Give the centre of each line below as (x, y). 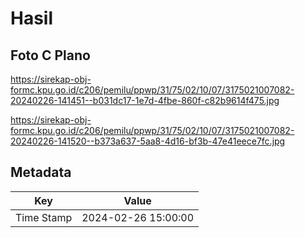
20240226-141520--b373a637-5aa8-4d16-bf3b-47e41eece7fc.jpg (148, 141)
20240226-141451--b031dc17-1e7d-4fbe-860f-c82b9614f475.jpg (145, 100)
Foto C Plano (50, 55)
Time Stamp (44, 217)
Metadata (41, 172)
